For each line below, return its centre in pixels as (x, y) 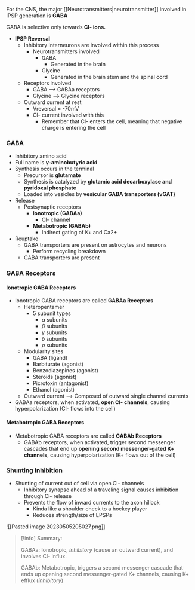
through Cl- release (48, 496)
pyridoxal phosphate (50, 188)
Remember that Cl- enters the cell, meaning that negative (112, 121)
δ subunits (54, 339)
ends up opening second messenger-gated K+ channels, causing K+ (105, 574)
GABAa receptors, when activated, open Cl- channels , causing (92, 402)
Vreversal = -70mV (56, 108)
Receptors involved (47, 83)
